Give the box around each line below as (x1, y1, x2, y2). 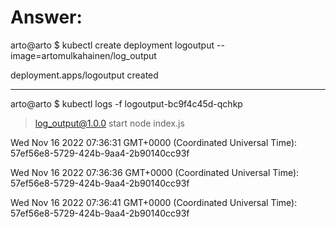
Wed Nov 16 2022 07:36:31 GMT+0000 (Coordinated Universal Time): (10, 136, 298, 148)
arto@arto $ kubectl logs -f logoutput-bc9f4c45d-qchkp (10, 97, 243, 110)
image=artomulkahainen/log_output (10, 49, 157, 61)
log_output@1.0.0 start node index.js (34, 117, 185, 129)
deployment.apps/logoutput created (10, 69, 159, 81)
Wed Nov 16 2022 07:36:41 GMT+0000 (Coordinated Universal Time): (10, 196, 298, 208)
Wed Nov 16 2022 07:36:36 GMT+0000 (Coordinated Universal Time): (10, 166, 300, 178)
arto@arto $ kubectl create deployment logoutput (10, 39, 215, 51)
